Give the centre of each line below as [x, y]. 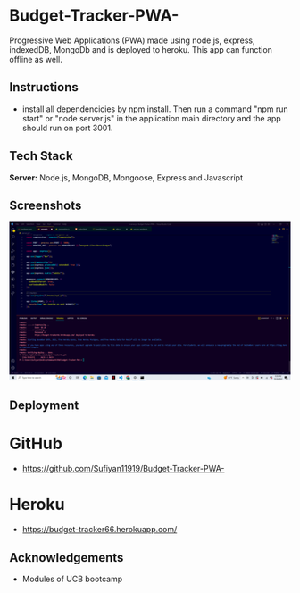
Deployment [44, 406]
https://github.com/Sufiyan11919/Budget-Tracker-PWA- [123, 469]
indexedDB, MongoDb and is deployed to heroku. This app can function [141, 49]
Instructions [44, 87]
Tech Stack [41, 156]
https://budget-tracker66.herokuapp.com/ [100, 530]
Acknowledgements [67, 558]
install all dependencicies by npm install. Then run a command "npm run [155, 109]
